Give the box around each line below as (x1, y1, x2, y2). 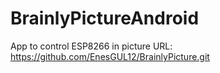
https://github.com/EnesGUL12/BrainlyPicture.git (10, 50, 210, 62)
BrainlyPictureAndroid (10, 7, 200, 30)
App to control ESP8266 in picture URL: (10, 40, 173, 52)
